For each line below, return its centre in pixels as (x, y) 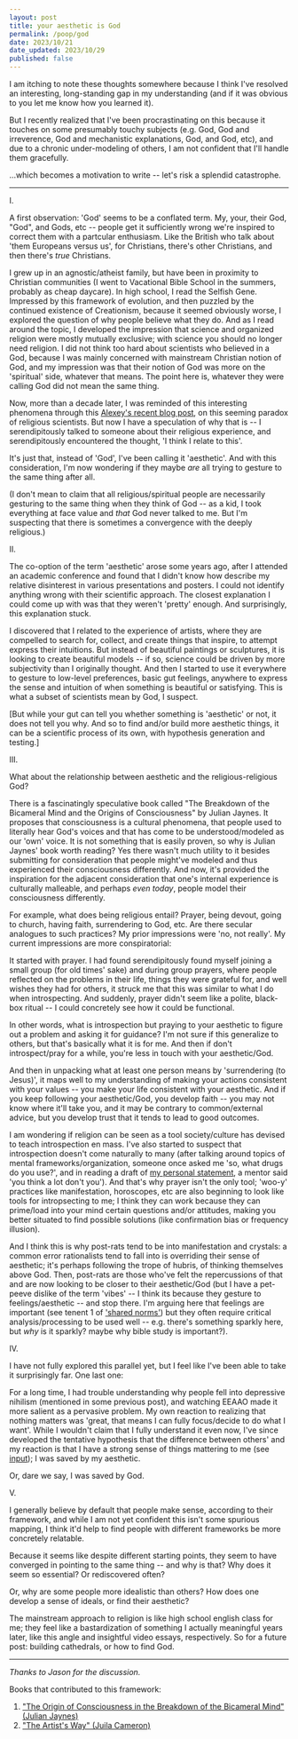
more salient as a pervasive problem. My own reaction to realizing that (137, 1411)
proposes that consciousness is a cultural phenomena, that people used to (145, 822)
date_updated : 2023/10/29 (57, 51)
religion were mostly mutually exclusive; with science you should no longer (146, 339)
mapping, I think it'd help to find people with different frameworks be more (145, 1529)
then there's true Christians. (60, 255)
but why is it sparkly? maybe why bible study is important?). (118, 1331)
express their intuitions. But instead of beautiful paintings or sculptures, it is (147, 650)
